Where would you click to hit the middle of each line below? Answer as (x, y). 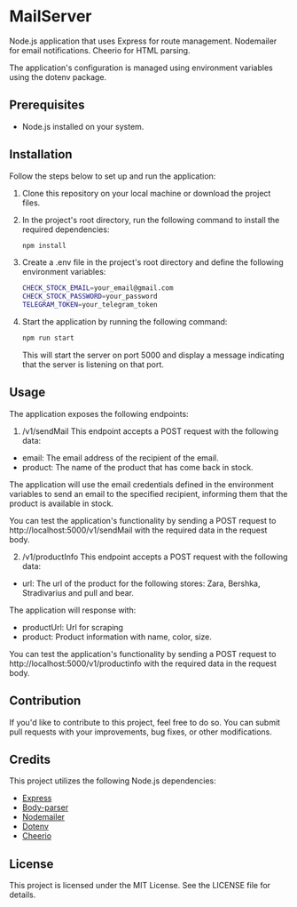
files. (31, 203)
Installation (41, 154)
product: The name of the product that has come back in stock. (138, 467)
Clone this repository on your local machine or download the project (146, 193)
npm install (44, 245)
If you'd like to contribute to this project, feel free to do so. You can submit (145, 722)
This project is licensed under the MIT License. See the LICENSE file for (140, 886)
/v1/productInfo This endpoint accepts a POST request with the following (155, 557)
